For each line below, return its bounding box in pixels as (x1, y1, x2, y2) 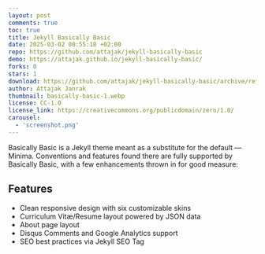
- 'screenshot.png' (15, 121, 80, 129)
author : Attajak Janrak (8, 84, 87, 93)
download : (8, 77, 41, 85)
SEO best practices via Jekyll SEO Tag (19, 237, 144, 246)
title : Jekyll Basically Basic (8, 33, 111, 42)
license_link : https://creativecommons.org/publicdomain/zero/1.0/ (8, 107, 235, 115)
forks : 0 (8, 63, 37, 71)
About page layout (19, 219, 80, 229)
